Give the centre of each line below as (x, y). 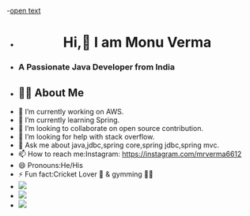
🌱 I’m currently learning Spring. (69, 120)
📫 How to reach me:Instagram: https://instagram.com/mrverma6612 (130, 154)
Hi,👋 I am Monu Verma (137, 43)
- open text (24, 11)
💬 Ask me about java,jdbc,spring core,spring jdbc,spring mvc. (119, 145)
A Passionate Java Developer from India (96, 67)
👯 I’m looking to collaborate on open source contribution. (111, 128)
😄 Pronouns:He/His (51, 165)
